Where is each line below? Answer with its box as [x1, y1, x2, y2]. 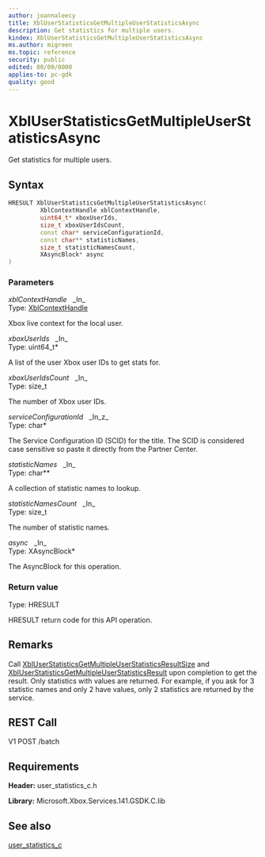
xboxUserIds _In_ [8, 334, 69, 343]
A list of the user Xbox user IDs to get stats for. [8, 358, 161, 367]
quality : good [8, 78, 55, 86]
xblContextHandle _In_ [8, 295, 85, 304]
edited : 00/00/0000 [8, 63, 73, 71]
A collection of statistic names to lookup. [8, 484, 141, 493]
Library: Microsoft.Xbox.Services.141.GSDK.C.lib [8, 796, 166, 805]
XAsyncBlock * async [40, 251, 104, 258]
